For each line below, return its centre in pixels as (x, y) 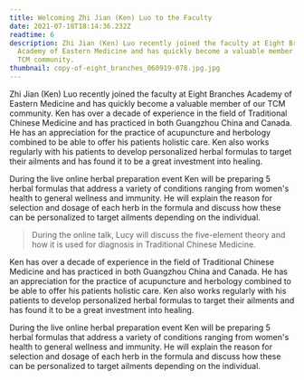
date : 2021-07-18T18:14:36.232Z (70, 26)
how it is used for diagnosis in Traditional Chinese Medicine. (143, 244)
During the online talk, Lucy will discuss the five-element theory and (158, 234)
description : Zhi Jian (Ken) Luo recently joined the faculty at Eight (147, 43)
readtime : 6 (32, 34)
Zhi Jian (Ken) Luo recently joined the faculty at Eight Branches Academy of (151, 94)
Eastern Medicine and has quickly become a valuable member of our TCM (147, 103)
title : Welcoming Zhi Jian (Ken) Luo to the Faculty (111, 18)
